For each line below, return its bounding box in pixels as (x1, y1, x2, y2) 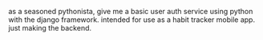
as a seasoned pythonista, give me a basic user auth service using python (8, 7, 253, 16)
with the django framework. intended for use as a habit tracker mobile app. (8, 15, 255, 24)
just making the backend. (8, 24, 92, 32)
